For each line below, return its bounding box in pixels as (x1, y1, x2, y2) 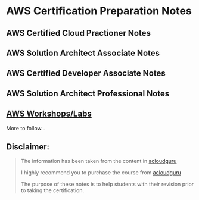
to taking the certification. (20, 187, 85, 194)
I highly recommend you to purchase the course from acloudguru (20, 169, 181, 176)
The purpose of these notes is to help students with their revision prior (20, 180, 194, 188)
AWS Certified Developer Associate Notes (6, 68, 166, 79)
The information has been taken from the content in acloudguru (20, 158, 177, 165)
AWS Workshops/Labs (6, 109, 92, 119)
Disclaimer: (6, 142, 49, 152)
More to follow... (6, 124, 46, 132)
